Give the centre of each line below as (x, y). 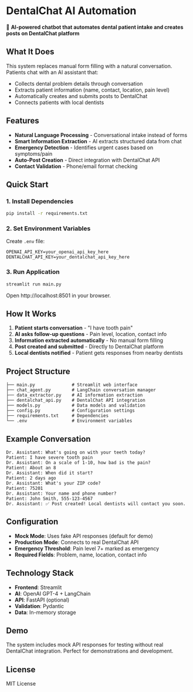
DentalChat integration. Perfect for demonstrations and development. (90, 651)
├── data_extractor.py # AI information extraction (75, 395)
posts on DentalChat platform (43, 33)
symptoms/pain (33, 153)
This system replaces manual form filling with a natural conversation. (89, 66)
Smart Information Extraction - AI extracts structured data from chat (98, 141)
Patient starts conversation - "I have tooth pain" (74, 328)
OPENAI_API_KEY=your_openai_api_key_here (57, 252)
